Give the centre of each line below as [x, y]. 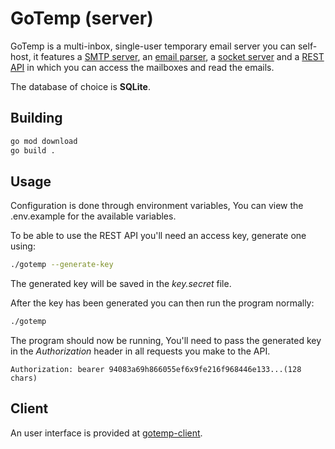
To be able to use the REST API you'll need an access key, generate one [158, 236]
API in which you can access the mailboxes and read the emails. [142, 67]
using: [23, 246]
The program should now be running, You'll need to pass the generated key [166, 341]
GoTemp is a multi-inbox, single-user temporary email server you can [153, 46]
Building [36, 118]
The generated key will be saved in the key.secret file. [121, 284]
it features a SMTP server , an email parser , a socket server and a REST [179, 56]
